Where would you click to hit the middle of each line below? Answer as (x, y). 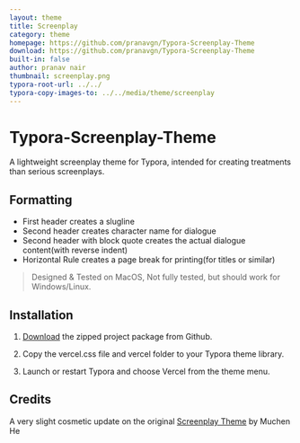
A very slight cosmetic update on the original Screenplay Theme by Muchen (150, 421)
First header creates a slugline (78, 222)
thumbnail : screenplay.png (60, 76)
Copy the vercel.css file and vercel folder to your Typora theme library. (153, 354)
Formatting (41, 200)
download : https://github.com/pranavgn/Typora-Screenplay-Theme (132, 51)
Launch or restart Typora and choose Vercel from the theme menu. (146, 372)
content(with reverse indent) (75, 250)
